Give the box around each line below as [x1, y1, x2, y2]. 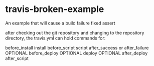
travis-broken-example [5, 3, 104, 15]
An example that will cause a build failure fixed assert [5, 20, 115, 26]
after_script [5, 55, 29, 61]
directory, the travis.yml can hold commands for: [5, 35, 106, 41]
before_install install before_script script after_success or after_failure [5, 44, 149, 50]
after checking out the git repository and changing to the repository [5, 29, 144, 35]
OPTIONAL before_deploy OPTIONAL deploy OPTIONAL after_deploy [5, 50, 148, 56]
